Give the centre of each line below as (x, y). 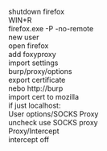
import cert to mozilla (43, 97)
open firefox (29, 46)
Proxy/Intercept (34, 131)
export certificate (37, 80)
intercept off (29, 139)
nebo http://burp (36, 88)
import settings (33, 63)
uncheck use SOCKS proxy (53, 122)
